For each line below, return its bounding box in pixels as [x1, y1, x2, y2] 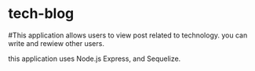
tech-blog [8, 5, 75, 23]
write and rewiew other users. [8, 38, 104, 48]
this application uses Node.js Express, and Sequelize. [8, 54, 181, 63]
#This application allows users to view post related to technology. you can [8, 30, 248, 40]
